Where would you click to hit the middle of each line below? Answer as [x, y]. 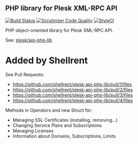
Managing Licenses [33, 130]
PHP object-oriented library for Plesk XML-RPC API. [59, 30]
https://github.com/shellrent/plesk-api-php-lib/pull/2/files [73, 89]
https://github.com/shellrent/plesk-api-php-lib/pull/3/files [73, 95]
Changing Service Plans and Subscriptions [57, 125]
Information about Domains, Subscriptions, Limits [64, 136]
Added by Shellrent [46, 61]
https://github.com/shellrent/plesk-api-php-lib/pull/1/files [72, 84]
